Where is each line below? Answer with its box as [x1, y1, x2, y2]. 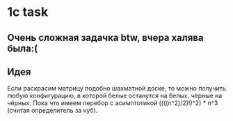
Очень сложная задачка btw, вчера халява [7, 32, 204, 44]
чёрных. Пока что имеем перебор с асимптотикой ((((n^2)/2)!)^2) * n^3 [7, 99, 218, 107]
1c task [7, 4, 49, 20]
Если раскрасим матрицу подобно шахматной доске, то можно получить [7, 84, 226, 93]
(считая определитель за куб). [7, 106, 98, 115]
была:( [7, 42, 38, 54]
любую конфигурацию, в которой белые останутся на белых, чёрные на [7, 91, 223, 100]
